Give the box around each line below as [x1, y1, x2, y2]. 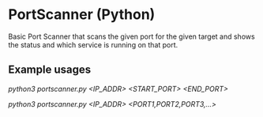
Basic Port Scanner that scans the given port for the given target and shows [8, 32, 255, 41]
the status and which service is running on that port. [8, 40, 178, 49]
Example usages [8, 63, 92, 77]
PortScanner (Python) [8, 6, 156, 24]
